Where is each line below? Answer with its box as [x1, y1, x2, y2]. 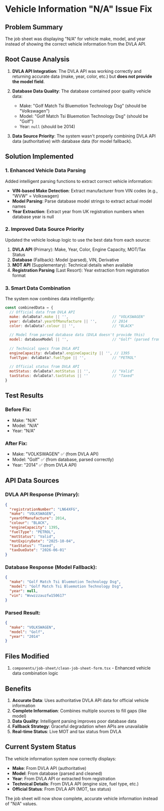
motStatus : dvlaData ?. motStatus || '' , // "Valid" [9, 369, 134, 374]
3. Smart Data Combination [5, 285, 71, 292]
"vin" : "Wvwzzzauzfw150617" [9, 593, 67, 598]
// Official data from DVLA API [9, 310, 76, 315]
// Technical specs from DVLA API [9, 346, 80, 351]
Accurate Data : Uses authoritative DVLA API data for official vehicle [12, 697, 149, 703]
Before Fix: [5, 406, 32, 413]
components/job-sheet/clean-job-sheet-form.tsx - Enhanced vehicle [12, 665, 151, 671]
